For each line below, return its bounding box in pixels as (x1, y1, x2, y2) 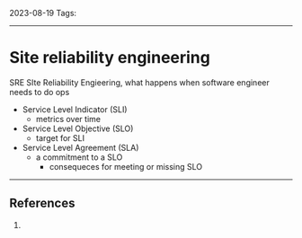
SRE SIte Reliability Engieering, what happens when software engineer (9, 76, 270, 88)
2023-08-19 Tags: (9, 8, 77, 18)
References (9, 196, 75, 211)
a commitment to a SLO (35, 152, 123, 163)
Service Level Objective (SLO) (22, 123, 134, 134)
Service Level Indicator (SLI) (22, 103, 128, 115)
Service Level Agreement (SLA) (22, 142, 139, 153)
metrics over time (35, 113, 102, 124)
